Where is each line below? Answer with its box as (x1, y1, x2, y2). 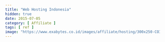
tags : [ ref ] (5, 25, 34, 30)
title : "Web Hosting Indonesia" (5, 7, 71, 12)
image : (5, 29, 19, 34)
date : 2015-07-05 (5, 16, 41, 21)
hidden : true (5, 12, 32, 16)
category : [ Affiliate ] (5, 20, 56, 26)
